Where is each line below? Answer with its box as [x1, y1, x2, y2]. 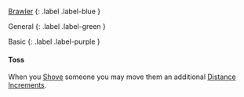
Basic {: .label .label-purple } [8, 37, 100, 46]
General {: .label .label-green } [8, 22, 106, 31]
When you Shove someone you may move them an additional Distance [8, 72, 237, 81]
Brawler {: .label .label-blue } [8, 7, 100, 16]
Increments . [8, 81, 47, 90]
